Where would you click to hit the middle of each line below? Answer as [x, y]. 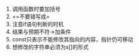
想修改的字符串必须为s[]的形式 [50, 47]
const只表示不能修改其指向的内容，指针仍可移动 [73, 39]
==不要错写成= [31, 16]
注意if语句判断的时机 [38, 24]
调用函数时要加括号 [36, 9]
